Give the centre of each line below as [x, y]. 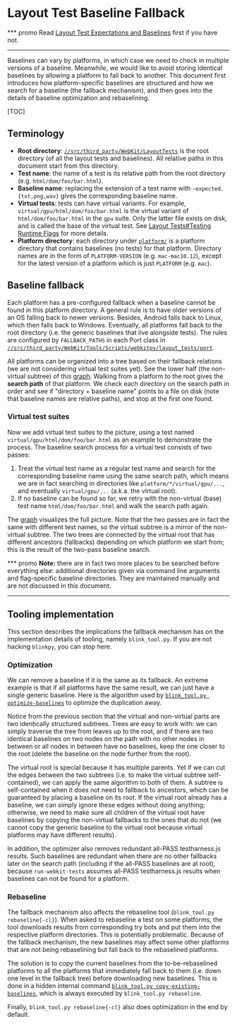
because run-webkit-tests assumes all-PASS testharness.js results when [114, 871]
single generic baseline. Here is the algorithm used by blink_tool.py [107, 695]
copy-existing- [178, 987]
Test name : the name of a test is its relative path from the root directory [121, 173]
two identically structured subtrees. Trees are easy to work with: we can [112, 723]
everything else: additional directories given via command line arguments [114, 570]
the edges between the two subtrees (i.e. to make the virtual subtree [107, 775]
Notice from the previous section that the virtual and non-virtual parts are [114, 716]
